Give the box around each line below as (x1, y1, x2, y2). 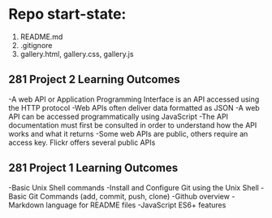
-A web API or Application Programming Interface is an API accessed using (8, 94, 260, 104)
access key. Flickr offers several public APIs (8, 137, 156, 147)
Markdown (8, 200, 45, 210)
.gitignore (19, 40, 53, 50)
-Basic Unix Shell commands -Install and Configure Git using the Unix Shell (8, 182, 260, 192)
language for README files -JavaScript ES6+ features (45, 200, 227, 210)
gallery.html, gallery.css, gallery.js (19, 49, 134, 59)
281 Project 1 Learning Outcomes (8, 161, 179, 175)
